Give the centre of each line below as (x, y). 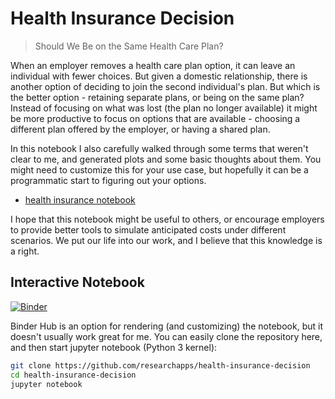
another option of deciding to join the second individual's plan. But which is (165, 86)
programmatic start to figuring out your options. (108, 180)
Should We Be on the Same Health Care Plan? (129, 46)
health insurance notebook (80, 199)
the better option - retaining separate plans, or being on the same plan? (157, 97)
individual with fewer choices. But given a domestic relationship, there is (159, 76)
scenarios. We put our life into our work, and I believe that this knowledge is (166, 240)
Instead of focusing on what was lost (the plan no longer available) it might (164, 108)
